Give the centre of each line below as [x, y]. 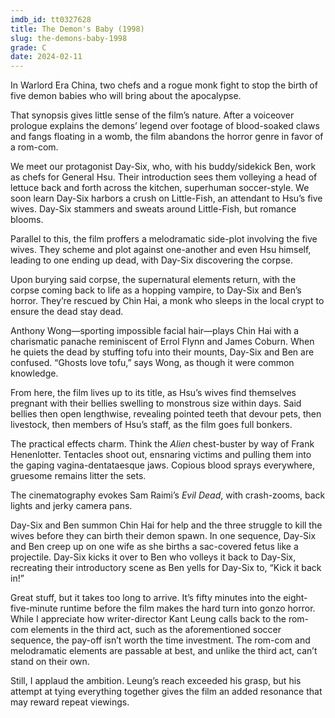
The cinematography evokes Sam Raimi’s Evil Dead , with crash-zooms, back [168, 495]
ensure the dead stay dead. [67, 312]
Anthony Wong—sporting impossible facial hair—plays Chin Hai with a [155, 331]
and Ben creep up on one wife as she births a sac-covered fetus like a [154, 547]
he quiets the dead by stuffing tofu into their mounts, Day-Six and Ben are [162, 352]
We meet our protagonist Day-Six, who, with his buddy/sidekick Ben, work [163, 167]
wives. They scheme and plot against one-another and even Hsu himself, [161, 250]
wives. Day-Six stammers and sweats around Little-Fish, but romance [153, 209]
